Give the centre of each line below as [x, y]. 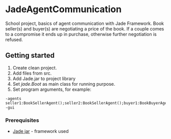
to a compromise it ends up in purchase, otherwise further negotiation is [81, 34]
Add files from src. [32, 73]
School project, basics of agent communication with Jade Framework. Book [85, 23]
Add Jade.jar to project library [44, 78]
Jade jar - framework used [40, 131]
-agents [13, 98]
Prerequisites [22, 120]
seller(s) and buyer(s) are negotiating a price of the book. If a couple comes [85, 28]
